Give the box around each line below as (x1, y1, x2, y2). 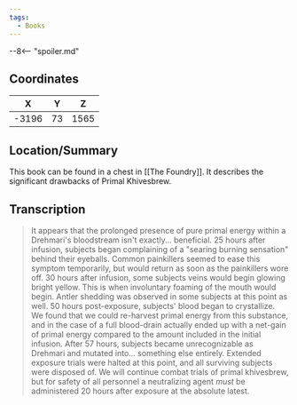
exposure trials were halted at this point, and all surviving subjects (30, 357, 273, 368)
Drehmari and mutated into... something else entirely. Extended (30, 347, 262, 358)
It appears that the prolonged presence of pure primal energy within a (30, 225, 286, 235)
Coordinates (9, 71, 80, 86)
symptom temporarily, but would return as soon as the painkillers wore (30, 263, 289, 274)
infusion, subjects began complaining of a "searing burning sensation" (30, 243, 289, 254)
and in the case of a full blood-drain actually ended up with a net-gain (30, 319, 286, 330)
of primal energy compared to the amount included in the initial (30, 329, 262, 339)
